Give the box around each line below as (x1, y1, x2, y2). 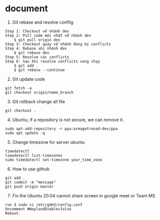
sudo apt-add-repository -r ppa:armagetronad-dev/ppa (5, 126, 118, 131)
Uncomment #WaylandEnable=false (5, 206, 71, 212)
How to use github (12, 166, 50, 172)
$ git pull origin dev (14, 37, 61, 42)
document (5, 3, 48, 14)
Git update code (12, 76, 45, 82)
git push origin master (5, 184, 54, 189)
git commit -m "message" (5, 180, 56, 185)
